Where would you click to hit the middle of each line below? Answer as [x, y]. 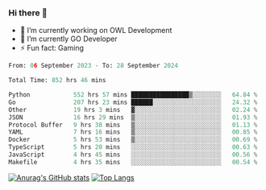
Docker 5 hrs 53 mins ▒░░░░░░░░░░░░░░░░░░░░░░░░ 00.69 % [133, 140]
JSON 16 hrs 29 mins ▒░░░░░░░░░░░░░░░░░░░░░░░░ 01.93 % [133, 117]
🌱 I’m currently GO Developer [69, 39]
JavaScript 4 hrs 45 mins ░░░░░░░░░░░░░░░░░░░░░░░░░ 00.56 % [133, 155]
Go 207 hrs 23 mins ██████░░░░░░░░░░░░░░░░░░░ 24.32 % [133, 102]
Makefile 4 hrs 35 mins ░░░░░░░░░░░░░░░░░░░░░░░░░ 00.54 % [133, 162]
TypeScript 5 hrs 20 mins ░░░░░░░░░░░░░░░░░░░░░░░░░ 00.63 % [133, 147]
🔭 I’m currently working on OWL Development [96, 31]
